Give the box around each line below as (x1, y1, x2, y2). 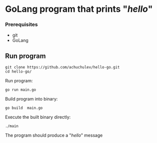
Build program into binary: (5, 96, 58, 102)
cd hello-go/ (5, 69, 32, 74)
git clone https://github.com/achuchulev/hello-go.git (5, 65, 120, 70)
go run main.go (5, 87, 36, 92)
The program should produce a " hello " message (5, 132, 103, 139)
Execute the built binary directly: (5, 114, 71, 120)
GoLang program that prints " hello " (5, 3, 153, 15)
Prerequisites (5, 21, 38, 28)
